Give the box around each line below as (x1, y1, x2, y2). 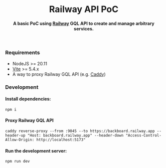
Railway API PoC (49, 3, 119, 15)
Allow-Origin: (5, 138, 35, 143)
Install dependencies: (5, 96, 51, 102)
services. (74, 25, 94, 31)
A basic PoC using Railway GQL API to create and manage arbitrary (13, 20, 155, 26)
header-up (5, 133, 26, 138)
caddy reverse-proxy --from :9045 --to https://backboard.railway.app (5, 129, 155, 134)
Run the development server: (5, 148, 67, 154)
